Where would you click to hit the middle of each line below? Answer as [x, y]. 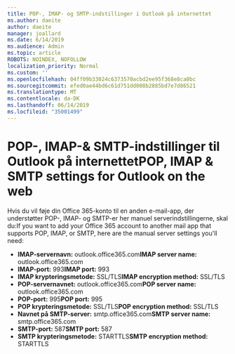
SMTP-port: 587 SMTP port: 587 [65, 329]
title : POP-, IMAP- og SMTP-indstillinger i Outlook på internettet [109, 14]
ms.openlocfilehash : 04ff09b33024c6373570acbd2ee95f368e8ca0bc [102, 79]
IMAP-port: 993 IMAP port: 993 [63, 269]
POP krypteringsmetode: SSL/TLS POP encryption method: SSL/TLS [118, 306]
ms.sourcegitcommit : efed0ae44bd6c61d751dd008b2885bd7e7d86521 [102, 86]
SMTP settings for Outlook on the [106, 176]
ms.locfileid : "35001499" [45, 112]
